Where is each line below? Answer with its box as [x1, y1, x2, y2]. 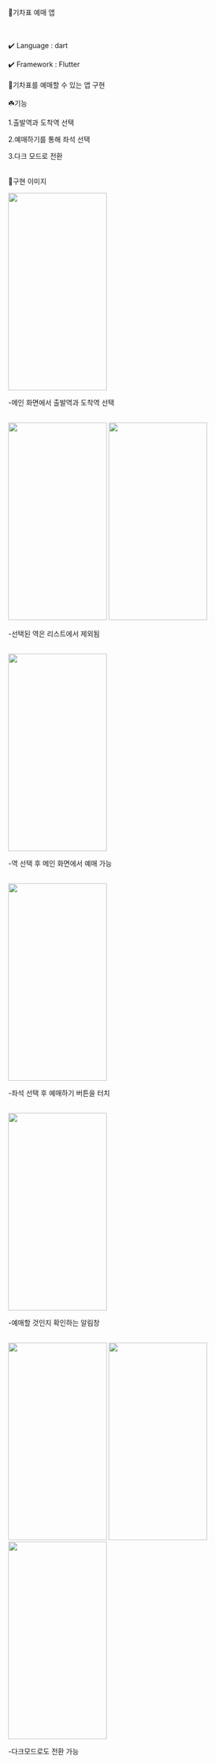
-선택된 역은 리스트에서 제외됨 [8, 629, 100, 639]
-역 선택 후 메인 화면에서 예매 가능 [8, 859, 113, 868]
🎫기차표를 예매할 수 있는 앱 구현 [8, 81, 106, 89]
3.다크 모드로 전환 [8, 152, 63, 160]
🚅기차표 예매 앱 [8, 8, 55, 17]
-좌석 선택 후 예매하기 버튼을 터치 [8, 1088, 110, 1098]
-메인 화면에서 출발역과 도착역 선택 [8, 398, 115, 407]
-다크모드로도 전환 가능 [8, 1746, 80, 1756]
